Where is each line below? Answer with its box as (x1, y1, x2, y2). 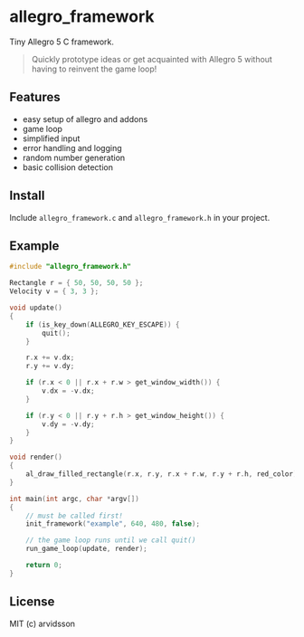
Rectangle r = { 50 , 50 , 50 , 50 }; (9, 279, 144, 288)
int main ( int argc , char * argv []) (9, 494, 140, 503)
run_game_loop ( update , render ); (25, 545, 147, 554)
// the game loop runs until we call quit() (25, 536, 196, 545)
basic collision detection (22, 161, 114, 173)
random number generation (22, 152, 126, 163)
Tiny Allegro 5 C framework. (9, 36, 115, 47)
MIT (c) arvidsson (9, 618, 75, 629)
